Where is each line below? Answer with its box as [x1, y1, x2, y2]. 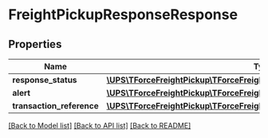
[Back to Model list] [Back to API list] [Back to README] [8, 121, 191, 130]
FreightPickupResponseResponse [8, 6, 238, 24]
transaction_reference [12, 101, 99, 111]
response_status [12, 74, 77, 85]
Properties [8, 37, 62, 51]
